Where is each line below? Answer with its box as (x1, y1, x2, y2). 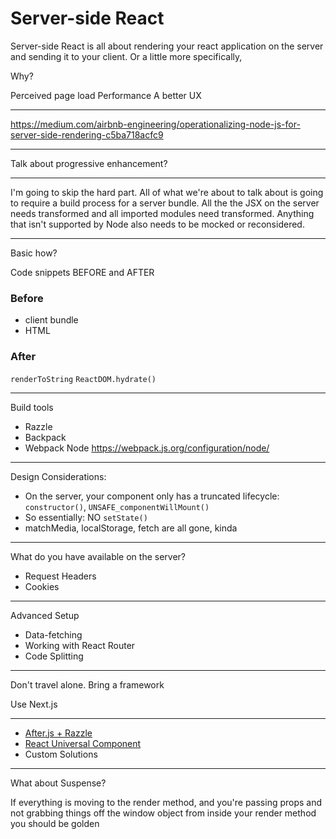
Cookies (24, 580, 60, 592)
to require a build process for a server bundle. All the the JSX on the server (10, 197, 320, 209)
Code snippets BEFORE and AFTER (10, 266, 155, 278)
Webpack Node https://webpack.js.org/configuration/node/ (24, 442, 270, 454)
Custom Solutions (24, 748, 98, 760)
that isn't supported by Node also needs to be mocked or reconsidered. (10, 218, 305, 230)
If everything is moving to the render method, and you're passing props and (10, 796, 323, 808)
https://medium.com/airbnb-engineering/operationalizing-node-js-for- (10, 118, 301, 130)
